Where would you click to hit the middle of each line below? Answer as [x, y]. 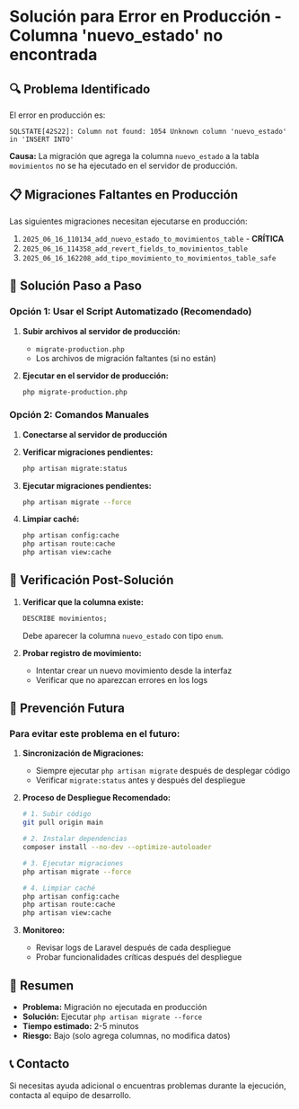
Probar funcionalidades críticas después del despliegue [139, 957]
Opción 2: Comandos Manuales [79, 415]
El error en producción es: [57, 115]
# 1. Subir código [57, 814]
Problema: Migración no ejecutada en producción [114, 1007]
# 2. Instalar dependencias [75, 839]
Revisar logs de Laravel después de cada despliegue [133, 948]
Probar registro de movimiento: [82, 652]
